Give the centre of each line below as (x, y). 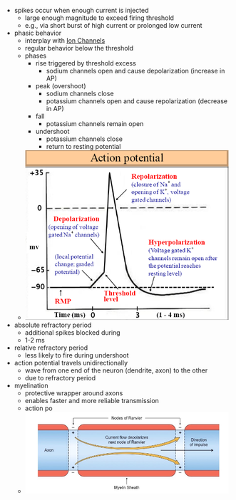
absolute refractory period (53, 325)
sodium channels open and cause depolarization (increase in (135, 71)
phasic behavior (38, 33)
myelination (31, 386)
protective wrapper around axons (74, 393)
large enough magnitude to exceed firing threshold (99, 18)
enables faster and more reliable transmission (92, 401)
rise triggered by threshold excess (86, 63)
